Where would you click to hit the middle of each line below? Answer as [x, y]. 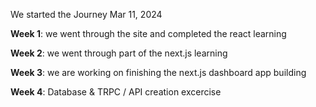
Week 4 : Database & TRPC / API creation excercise [116, 92]
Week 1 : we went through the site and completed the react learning [148, 33]
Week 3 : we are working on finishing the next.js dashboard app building [158, 72]
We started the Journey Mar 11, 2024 [86, 14]
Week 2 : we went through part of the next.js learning [119, 53]
